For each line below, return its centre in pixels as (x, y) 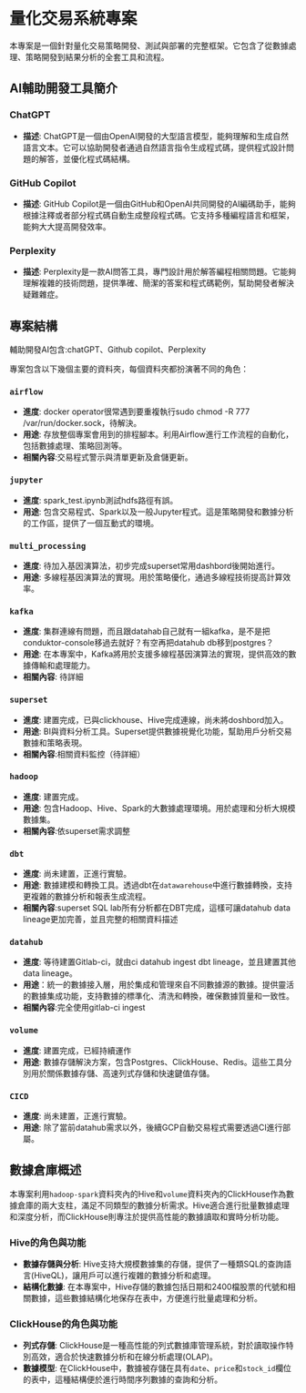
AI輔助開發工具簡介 (64, 89)
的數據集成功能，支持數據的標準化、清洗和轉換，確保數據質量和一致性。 (158, 996)
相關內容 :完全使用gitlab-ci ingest (84, 1008)
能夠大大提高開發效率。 (66, 226)
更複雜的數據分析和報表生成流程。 (87, 897)
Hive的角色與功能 (48, 1242)
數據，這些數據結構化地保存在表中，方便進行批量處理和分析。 (146, 1298)
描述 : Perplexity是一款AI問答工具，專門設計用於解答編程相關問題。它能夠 (159, 272)
